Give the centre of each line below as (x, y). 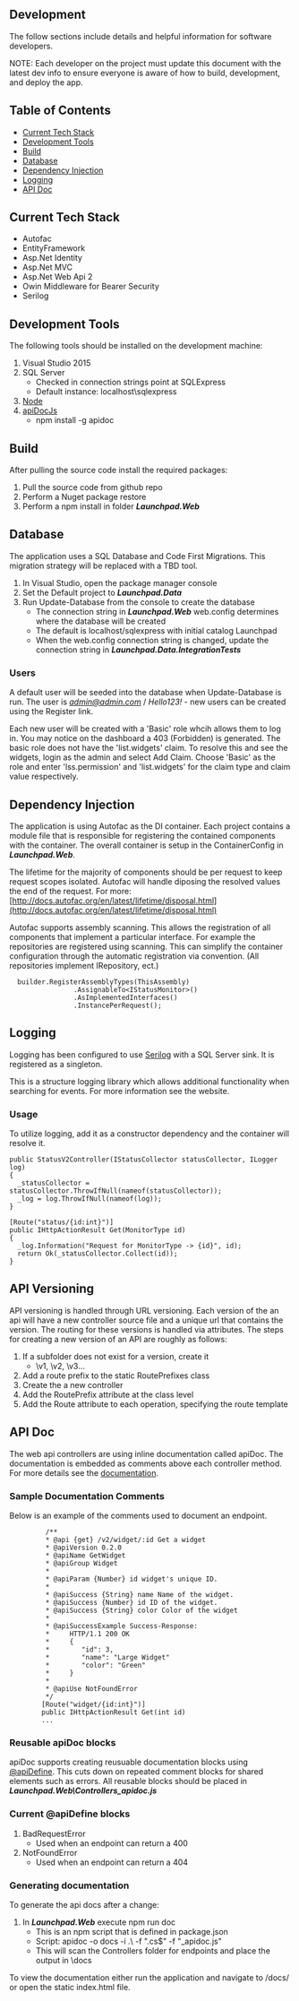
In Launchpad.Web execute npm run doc (99, 1922)
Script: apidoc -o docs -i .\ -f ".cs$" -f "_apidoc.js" (128, 1941)
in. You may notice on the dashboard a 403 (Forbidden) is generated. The (145, 738)
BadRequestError (54, 1833)
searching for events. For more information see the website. (120, 1091)
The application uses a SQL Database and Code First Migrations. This (137, 556)
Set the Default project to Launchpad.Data (102, 592)
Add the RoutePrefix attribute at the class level (108, 1394)
